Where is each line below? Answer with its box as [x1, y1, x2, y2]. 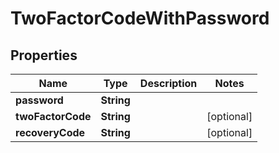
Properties [10, 47, 78, 64]
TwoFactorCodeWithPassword [10, 7, 270, 30]
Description [139, 77, 198, 90]
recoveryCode [15, 126, 86, 139]
